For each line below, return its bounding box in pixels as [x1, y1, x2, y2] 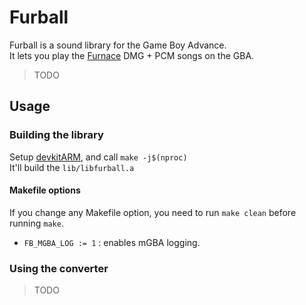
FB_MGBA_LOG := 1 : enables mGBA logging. [23, 236, 201, 248]
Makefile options [9, 184, 81, 196]
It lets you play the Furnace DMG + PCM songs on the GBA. [9, 49, 255, 61]
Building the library [9, 128, 104, 142]
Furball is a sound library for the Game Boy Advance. [9, 39, 227, 51]
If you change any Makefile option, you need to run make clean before [9, 206, 297, 218]
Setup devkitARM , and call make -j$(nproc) [9, 151, 188, 163]
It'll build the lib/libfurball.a [9, 161, 135, 173]
